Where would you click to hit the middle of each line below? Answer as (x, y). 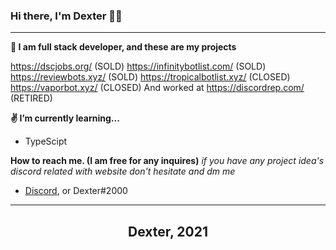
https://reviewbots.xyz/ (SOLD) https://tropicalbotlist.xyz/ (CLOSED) (150, 77)
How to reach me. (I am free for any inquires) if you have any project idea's (167, 161)
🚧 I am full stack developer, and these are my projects (123, 47)
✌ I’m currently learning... (65, 118)
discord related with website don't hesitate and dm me (123, 171)
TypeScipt (46, 141)
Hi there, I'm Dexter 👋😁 (66, 16)
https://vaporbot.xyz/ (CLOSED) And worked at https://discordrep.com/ (157, 88)
